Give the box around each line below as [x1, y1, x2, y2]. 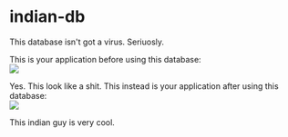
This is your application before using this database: [9, 54, 202, 64]
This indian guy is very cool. [9, 116, 116, 128]
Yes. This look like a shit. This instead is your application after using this [9, 80, 280, 92]
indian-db [9, 6, 86, 27]
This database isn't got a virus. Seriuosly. [9, 36, 165, 47]
